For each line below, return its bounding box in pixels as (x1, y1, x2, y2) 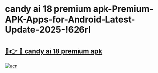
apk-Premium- (93, 3, 154, 15)
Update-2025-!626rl (5, 24, 91, 35)
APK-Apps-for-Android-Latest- (5, 14, 135, 25)
